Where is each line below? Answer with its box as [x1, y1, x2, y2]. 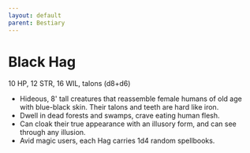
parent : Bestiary [8, 19, 65, 27]
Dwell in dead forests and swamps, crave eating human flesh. [19, 111, 220, 121]
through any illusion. [19, 128, 86, 137]
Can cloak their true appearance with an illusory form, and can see [19, 119, 237, 129]
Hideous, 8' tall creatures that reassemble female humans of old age [19, 94, 242, 103]
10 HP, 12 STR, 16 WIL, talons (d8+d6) [8, 79, 131, 88]
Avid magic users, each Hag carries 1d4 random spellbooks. [19, 136, 215, 146]
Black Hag [8, 53, 76, 71]
